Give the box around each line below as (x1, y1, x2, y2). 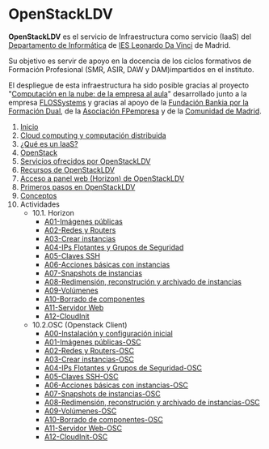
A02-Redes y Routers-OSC (44, 345, 135, 355)
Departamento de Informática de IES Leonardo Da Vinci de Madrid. (8, 40, 231, 49)
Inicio (19, 122, 39, 131)
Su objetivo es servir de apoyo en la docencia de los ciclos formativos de (8, 56, 252, 66)
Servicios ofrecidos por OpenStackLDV (19, 156, 151, 166)
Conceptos (19, 190, 57, 200)
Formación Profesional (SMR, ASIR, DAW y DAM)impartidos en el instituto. (8, 64, 254, 74)
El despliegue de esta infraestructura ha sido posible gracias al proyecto (8, 80, 249, 90)
